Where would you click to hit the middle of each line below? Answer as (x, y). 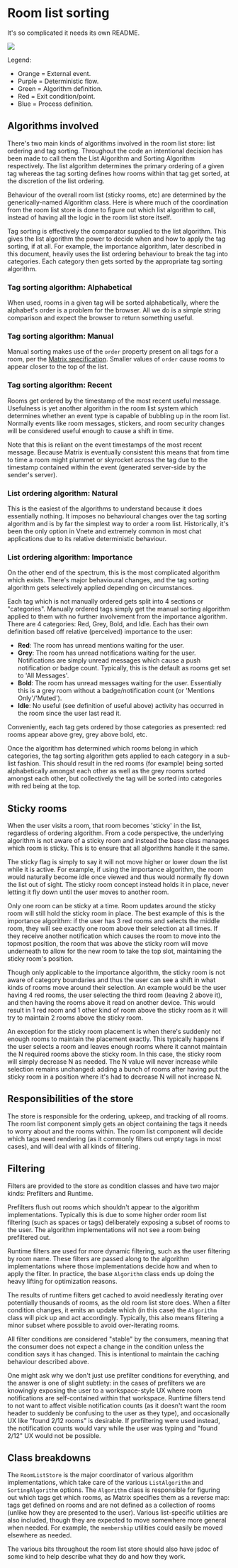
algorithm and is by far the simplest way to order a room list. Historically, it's (118, 523)
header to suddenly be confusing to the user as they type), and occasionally (119, 1413)
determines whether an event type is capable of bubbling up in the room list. (119, 415)
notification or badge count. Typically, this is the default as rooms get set (124, 668)
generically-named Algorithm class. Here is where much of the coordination (118, 202)
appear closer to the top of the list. (58, 366)
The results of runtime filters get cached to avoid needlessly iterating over (115, 1295)
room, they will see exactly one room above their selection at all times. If (113, 929)
